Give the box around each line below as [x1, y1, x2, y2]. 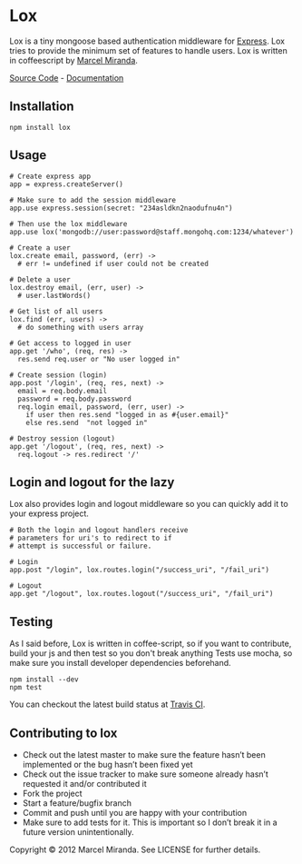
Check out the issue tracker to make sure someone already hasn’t [22, 769, 269, 780]
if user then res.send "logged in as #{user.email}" [25, 410, 229, 419]
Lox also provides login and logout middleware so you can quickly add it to [9, 499, 288, 510]
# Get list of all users [9, 306, 103, 316]
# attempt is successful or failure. [9, 541, 152, 551]
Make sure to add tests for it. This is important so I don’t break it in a [22, 817, 278, 828]
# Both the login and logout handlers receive [9, 526, 189, 535]
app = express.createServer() [9, 179, 124, 189]
